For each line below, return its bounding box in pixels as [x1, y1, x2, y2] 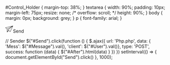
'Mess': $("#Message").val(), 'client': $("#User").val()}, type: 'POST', [5, 43, 150, 49]
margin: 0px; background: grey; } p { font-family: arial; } [5, 15, 123, 21]
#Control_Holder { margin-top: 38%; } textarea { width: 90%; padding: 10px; [5, 5, 165, 10]
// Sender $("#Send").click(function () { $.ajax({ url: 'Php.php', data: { [5, 38, 151, 44]
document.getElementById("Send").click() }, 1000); [5, 54, 113, 60]
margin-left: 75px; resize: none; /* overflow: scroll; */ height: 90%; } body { [5, 10, 163, 16]
